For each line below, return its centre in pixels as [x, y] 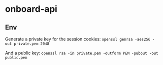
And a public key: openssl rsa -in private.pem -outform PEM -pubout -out [82, 53]
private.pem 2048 [32, 44]
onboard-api [31, 9]
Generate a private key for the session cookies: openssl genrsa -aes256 [78, 39]
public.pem [16, 58]
